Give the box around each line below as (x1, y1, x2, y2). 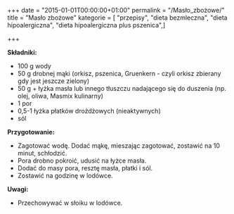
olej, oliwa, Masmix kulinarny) (17, 92, 104, 100)
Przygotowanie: (7, 128, 55, 136)
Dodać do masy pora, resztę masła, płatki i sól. (17, 164, 153, 172)
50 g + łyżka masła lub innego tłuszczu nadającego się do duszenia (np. (17, 84, 226, 92)
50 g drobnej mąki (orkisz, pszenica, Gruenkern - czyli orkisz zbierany (17, 70, 221, 77)
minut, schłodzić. (17, 149, 67, 157)
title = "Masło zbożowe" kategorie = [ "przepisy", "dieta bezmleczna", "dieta (7, 13, 228, 22)
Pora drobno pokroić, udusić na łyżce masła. (17, 156, 147, 165)
